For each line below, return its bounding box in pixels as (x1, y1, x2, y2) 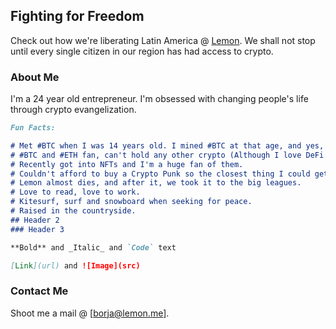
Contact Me (10, 284, 69, 298)
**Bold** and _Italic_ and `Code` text (10, 242, 177, 253)
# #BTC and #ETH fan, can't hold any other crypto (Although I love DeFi (10, 150, 325, 160)
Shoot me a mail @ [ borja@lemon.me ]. (10, 307, 170, 319)
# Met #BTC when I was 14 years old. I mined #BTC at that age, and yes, (10, 140, 325, 151)
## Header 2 (10, 215, 60, 225)
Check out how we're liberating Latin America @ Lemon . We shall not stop (10, 34, 316, 46)
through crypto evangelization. (10, 104, 137, 116)
